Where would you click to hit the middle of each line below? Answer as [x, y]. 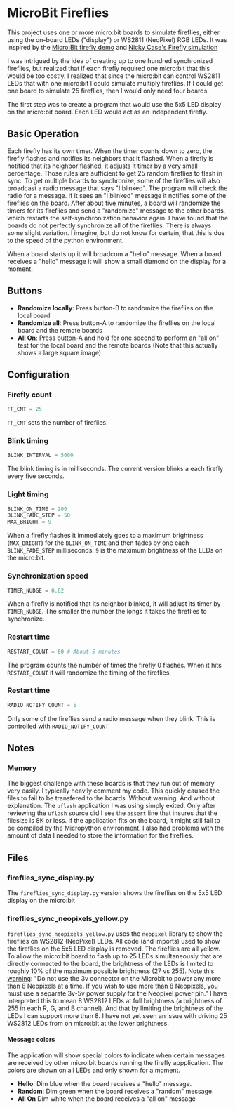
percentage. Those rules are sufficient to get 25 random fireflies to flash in [115, 173]
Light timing [28, 494]
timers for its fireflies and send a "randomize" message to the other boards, [116, 210]
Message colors [31, 1039]
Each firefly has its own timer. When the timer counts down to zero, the [110, 151]
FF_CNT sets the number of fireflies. [58, 423]
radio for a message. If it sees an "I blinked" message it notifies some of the [117, 195]
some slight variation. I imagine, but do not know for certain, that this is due [116, 232]
